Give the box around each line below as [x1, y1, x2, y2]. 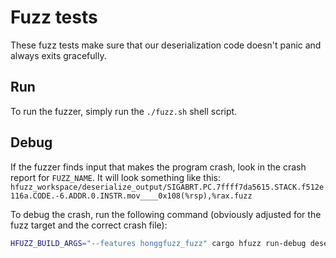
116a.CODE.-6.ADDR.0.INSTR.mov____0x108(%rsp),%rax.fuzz [10, 191, 253, 201]
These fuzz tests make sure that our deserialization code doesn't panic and [10, 39, 322, 51]
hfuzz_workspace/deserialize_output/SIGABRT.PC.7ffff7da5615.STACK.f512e [10, 182, 325, 192]
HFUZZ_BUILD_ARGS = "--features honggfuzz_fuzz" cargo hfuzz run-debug [10, 238, 307, 248]
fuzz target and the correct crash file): [10, 219, 168, 231]
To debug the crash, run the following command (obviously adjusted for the [10, 208, 322, 220]
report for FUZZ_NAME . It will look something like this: [10, 171, 221, 183]
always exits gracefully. [10, 49, 107, 61]
